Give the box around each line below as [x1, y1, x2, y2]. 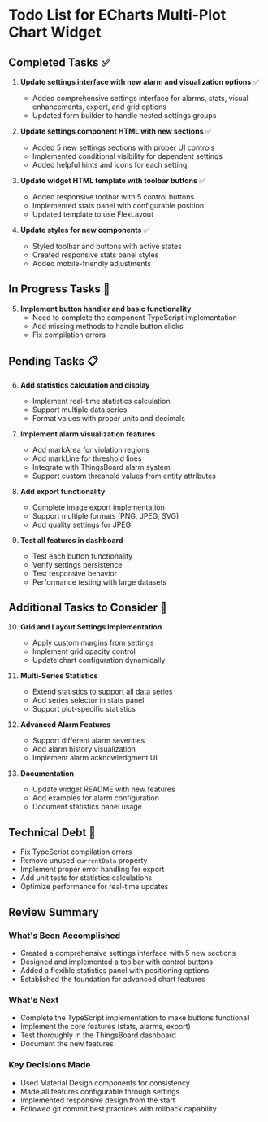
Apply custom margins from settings [32, 638, 154, 648]
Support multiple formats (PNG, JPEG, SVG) [32, 511, 179, 520]
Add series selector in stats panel [32, 695, 145, 705]
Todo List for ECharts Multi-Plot [8, 6, 227, 24]
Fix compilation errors [32, 330, 106, 340]
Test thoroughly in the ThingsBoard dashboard [19, 1030, 177, 1040]
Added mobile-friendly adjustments [32, 259, 152, 268]
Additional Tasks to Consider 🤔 [8, 601, 168, 615]
